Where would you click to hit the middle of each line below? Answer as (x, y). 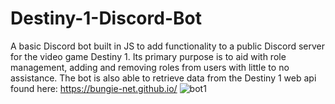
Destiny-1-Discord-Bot (106, 18)
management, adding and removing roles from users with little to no (150, 67)
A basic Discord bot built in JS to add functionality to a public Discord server (168, 46)
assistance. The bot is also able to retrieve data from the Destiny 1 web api (163, 78)
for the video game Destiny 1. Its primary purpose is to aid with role (148, 56)
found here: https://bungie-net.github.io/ (94, 88)
